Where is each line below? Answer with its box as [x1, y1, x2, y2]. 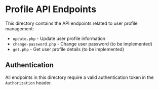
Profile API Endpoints [5, 4, 97, 15]
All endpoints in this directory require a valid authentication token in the [5, 74, 154, 80]
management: [5, 25, 34, 31]
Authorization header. [5, 79, 52, 85]
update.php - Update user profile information [12, 35, 105, 41]
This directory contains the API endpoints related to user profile [5, 20, 138, 26]
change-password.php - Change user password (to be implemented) [12, 40, 153, 47]
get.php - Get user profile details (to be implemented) [12, 46, 125, 52]
